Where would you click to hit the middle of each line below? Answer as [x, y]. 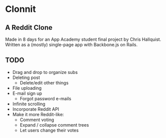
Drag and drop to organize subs [45, 72]
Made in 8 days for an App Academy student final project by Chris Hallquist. [83, 39]
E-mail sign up [27, 93]
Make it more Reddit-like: [38, 114]
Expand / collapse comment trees [54, 125]
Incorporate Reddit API [36, 109]
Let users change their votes [49, 130]
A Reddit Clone [29, 28]
